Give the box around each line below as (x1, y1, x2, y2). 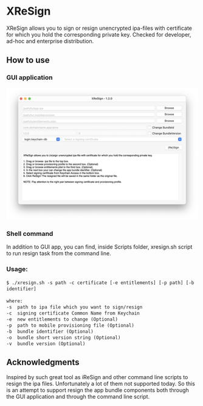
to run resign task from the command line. (6, 250, 111, 257)
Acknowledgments (6, 357, 80, 368)
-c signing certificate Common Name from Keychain (6, 310, 140, 316)
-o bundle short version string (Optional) (6, 334, 121, 341)
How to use (6, 55, 50, 65)
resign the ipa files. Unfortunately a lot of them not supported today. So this (6, 380, 196, 387)
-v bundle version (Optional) (6, 340, 86, 347)
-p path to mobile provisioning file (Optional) (6, 322, 135, 329)
